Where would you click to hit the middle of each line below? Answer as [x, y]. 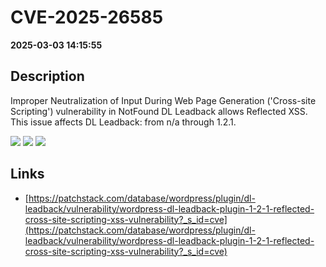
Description [47, 76]
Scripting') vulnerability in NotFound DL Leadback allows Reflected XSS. [159, 111]
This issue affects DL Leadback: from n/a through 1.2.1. [123, 122]
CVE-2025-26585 [87, 17]
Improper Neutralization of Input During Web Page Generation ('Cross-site [163, 100]
